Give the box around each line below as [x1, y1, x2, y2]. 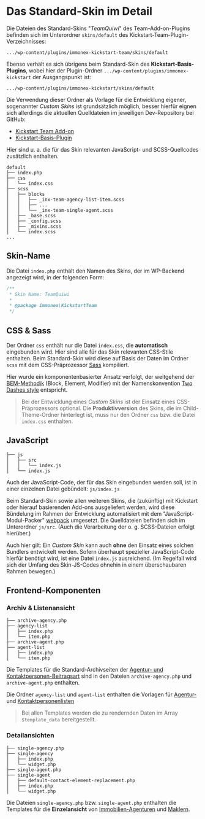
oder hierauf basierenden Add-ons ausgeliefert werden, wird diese [6, 503, 175, 511]
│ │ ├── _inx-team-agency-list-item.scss [6, 196, 124, 203]
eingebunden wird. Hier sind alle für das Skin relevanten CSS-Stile [6, 348, 173, 355]
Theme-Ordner [21, 411, 60, 418]
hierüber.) [6, 529, 31, 537]
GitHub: [6, 115, 26, 123]
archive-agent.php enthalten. [6, 679, 80, 686]
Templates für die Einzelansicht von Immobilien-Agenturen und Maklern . [6, 805, 190, 813]
